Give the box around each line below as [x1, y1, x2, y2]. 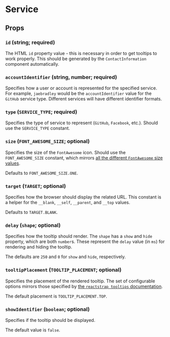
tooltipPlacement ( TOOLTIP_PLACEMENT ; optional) [5, 266, 122, 273]
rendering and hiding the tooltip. [5, 244, 72, 250]
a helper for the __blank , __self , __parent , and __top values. [5, 200, 131, 206]
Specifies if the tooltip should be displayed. [5, 317, 96, 323]
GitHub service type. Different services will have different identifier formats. [5, 96, 162, 102]
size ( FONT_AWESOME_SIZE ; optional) [5, 138, 90, 145]
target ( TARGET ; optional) [5, 182, 66, 189]
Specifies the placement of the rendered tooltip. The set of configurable [5, 278, 155, 284]
